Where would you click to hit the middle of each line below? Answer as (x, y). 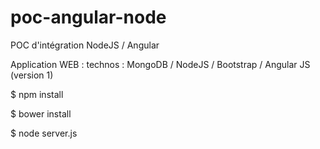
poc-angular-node (88, 17)
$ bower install (41, 113)
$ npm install (37, 94)
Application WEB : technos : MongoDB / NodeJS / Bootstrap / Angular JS (160, 64)
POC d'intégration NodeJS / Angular (85, 45)
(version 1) (32, 75)
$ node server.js (44, 133)
